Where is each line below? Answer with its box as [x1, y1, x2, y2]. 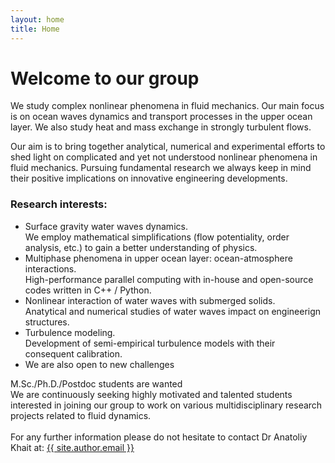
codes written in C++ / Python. [24, 284, 152, 296]
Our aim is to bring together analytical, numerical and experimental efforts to [10, 141, 326, 153]
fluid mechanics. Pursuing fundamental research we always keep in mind [10, 162, 312, 174]
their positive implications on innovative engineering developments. [10, 172, 288, 185]
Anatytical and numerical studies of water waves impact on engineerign [24, 305, 322, 317]
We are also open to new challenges [24, 358, 175, 370]
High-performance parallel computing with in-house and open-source [24, 273, 314, 285]
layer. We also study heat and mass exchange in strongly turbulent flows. [10, 121, 312, 133]
